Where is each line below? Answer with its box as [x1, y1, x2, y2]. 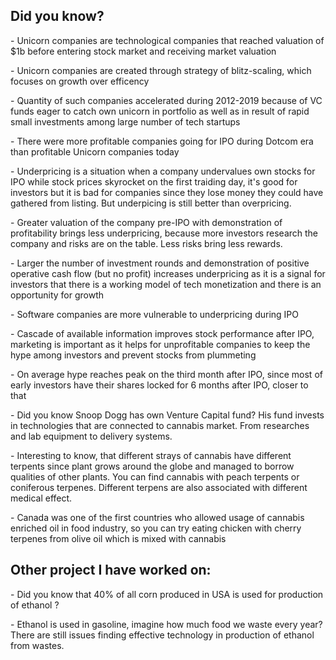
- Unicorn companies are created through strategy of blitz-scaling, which [10, 64, 312, 76]
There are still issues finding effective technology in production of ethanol [10, 629, 315, 641]
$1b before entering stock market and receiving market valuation [10, 45, 277, 57]
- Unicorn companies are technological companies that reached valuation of [10, 34, 325, 46]
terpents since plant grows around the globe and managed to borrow [10, 460, 295, 472]
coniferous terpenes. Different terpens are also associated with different [10, 481, 308, 493]
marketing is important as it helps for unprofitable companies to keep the [10, 338, 311, 350]
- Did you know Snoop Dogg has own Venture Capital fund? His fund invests [10, 409, 325, 421]
